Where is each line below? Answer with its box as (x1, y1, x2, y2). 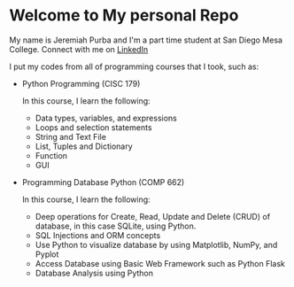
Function (35, 150, 68, 160)
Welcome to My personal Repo (9, 5, 239, 26)
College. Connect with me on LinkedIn (9, 43, 149, 54)
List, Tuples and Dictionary (35, 141, 133, 151)
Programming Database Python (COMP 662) (21, 176, 185, 187)
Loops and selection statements (35, 121, 152, 133)
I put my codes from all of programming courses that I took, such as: (9, 61, 259, 72)
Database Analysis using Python (35, 268, 153, 278)
